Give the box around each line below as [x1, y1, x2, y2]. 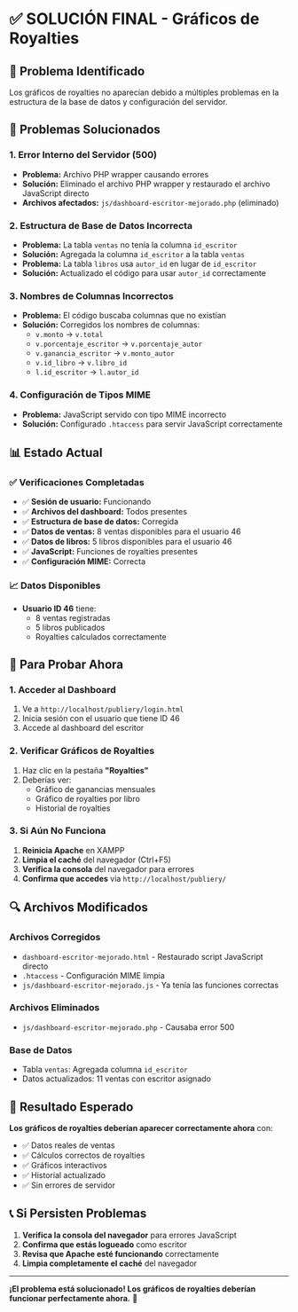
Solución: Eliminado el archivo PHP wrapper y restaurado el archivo [21, 178, 271, 189]
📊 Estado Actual [9, 444, 103, 460]
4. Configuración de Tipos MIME [9, 389, 152, 401]
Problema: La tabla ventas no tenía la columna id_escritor [21, 240, 238, 250]
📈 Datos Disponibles [9, 579, 101, 592]
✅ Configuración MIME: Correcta [21, 556, 146, 567]
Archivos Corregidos [9, 931, 101, 944]
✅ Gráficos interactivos [21, 1159, 108, 1170]
